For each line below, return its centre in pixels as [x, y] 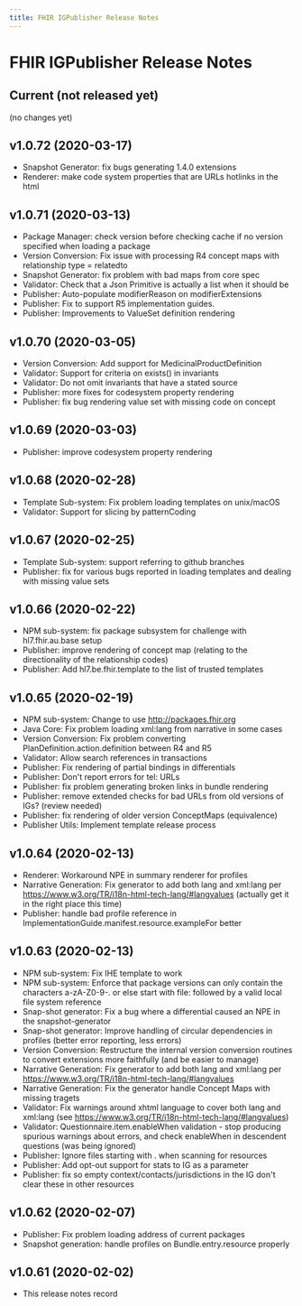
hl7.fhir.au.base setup [62, 641]
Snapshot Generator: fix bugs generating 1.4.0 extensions [129, 167]
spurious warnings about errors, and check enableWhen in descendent [154, 1136]
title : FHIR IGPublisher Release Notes [84, 18]
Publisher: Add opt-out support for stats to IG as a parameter [136, 1164]
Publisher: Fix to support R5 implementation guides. [118, 304]
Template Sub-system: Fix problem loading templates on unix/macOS [151, 502]
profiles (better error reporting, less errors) [102, 1040]
